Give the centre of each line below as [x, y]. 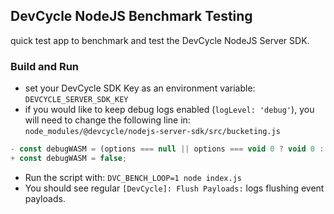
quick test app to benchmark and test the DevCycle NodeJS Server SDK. [160, 40]
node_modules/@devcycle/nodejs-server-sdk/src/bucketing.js [152, 132]
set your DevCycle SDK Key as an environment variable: [140, 88]
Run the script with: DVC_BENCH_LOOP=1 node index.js [133, 177]
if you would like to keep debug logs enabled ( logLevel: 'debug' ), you [169, 110]
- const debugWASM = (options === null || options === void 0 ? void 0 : [167, 149]
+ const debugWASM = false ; [69, 158]
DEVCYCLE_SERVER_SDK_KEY [76, 100]
